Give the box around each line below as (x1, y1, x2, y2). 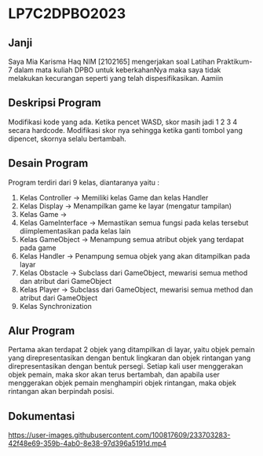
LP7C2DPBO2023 (8, 5, 126, 23)
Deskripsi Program (8, 96, 102, 110)
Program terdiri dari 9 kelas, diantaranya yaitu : (8, 178, 159, 187)
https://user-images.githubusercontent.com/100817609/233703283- (8, 430, 231, 440)
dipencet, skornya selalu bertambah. (8, 134, 127, 143)
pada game (19, 243, 57, 252)
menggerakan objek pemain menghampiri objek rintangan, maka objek (8, 378, 237, 388)
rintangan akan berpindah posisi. (8, 387, 115, 396)
